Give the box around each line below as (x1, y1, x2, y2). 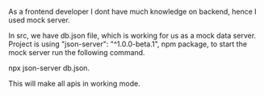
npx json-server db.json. (8, 63, 90, 73)
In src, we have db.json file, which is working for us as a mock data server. (8, 31, 257, 40)
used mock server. (8, 15, 70, 25)
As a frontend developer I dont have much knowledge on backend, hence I (8, 7, 257, 16)
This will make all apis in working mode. (8, 79, 140, 88)
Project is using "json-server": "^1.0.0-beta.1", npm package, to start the (8, 39, 248, 49)
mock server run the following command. (8, 48, 145, 57)
